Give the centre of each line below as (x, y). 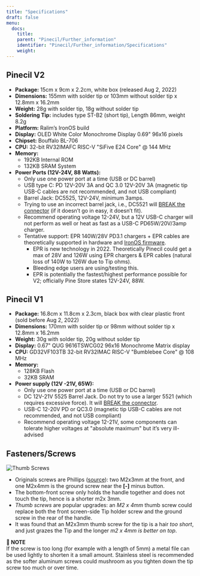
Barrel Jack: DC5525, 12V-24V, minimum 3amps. (84, 198)
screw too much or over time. (43, 568)
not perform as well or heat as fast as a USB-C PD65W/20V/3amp (105, 223)
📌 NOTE (16, 542)
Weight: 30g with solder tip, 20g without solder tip (77, 339)
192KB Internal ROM (49, 159)
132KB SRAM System (50, 166)
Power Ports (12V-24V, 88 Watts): (57, 172)
